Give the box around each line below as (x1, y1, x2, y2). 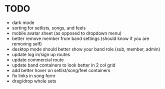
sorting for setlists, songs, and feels (11, 24, 86, 30)
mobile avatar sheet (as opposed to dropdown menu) (11, 30, 122, 36)
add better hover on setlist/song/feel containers (11, 67, 110, 73)
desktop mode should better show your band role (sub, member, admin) (11, 46, 160, 52)
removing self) (11, 40, 42, 46)
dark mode (11, 19, 34, 25)
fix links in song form (11, 72, 55, 78)
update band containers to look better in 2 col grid (11, 62, 116, 68)
